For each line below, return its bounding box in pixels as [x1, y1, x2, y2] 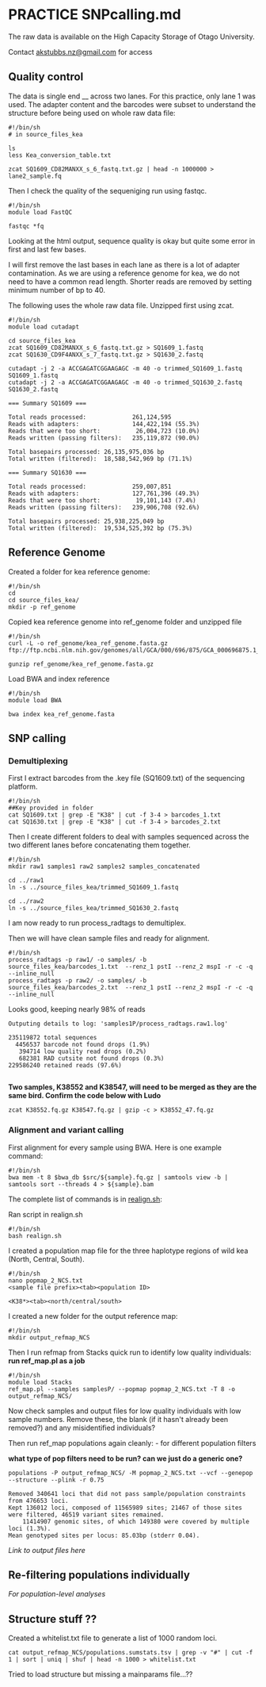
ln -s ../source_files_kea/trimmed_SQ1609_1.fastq [8, 883, 179, 892]
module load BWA [8, 696, 62, 704]
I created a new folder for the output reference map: [8, 1311, 178, 1320]
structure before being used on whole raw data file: [8, 108, 176, 117]
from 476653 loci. [8, 1497, 69, 1504]
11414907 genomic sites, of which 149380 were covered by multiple [22, 1517, 249, 1525]
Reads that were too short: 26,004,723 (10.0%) [8, 427, 200, 435]
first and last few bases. [8, 244, 87, 254]
